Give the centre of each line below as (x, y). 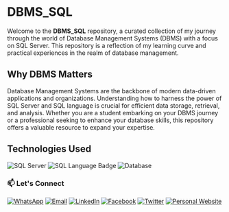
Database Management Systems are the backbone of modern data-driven (111, 91)
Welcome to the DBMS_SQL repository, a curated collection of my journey (111, 31)
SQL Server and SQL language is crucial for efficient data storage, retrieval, (113, 105)
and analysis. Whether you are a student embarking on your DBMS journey (113, 113)
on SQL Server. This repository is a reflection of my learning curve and (107, 45)
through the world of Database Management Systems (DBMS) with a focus (112, 38)
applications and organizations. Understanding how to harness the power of (114, 98)
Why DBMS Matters (50, 74)
